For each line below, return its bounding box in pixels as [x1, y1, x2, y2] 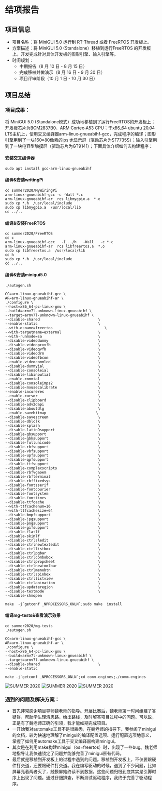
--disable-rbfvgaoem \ [5, 470, 101, 475]
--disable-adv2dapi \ [5, 402, 101, 407]
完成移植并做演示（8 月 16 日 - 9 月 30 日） [19, 69, 105, 75]
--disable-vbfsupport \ [5, 449, 101, 454]
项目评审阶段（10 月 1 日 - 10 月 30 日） [19, 76, 98, 81]
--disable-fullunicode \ [5, 440, 101, 445]
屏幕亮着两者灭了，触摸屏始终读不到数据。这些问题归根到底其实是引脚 [12, 769, 152, 774]
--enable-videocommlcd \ [5, 359, 101, 364]
